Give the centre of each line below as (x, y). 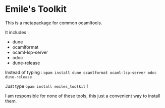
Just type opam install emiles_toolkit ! (47, 86)
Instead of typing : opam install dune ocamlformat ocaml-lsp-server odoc (81, 72)
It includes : (17, 32)
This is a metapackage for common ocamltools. (54, 23)
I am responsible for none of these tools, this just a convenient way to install (82, 96)
